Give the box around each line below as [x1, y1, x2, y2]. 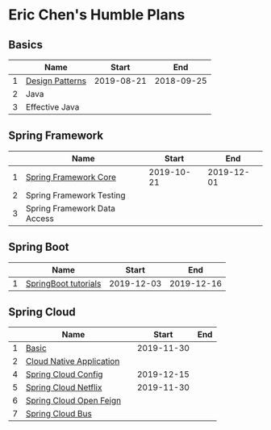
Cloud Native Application [25, 356, 120, 367]
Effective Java [25, 102, 80, 112]
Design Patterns [25, 75, 87, 86]
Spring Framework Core [25, 171, 117, 182]
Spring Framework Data [25, 202, 115, 214]
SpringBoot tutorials [25, 278, 102, 289]
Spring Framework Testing [25, 190, 127, 201]
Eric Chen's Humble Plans [8, 6, 186, 24]
